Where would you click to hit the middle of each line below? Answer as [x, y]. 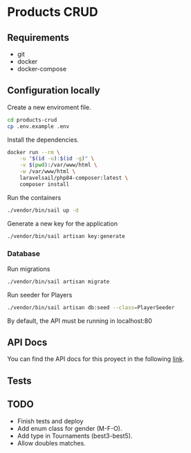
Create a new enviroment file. [49, 107]
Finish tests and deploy [50, 421]
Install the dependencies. [43, 140]
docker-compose [42, 69]
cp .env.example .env [38, 126]
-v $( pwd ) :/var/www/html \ [58, 165]
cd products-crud [32, 120]
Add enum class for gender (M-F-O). [70, 428]
